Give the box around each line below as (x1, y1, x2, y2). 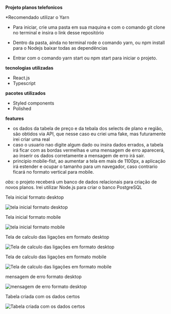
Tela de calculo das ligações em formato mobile (5, 254, 107, 260)
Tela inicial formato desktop (5, 194, 64, 200)
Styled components (12, 100, 54, 106)
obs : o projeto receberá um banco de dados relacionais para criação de (5, 179, 157, 185)
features (5, 115, 24, 121)
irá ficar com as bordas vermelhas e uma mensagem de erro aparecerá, (12, 147, 165, 153)
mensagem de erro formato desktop (5, 274, 82, 280)
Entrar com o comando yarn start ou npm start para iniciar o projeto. (12, 55, 158, 61)
